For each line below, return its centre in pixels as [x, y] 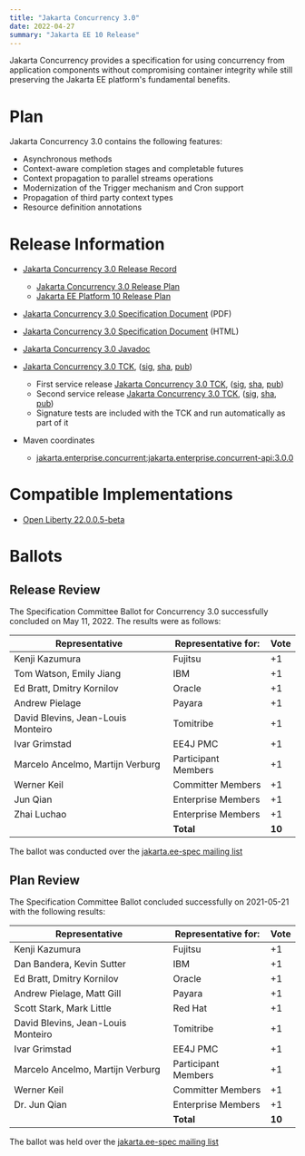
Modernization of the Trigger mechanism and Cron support [133, 188]
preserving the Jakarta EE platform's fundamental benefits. [120, 80]
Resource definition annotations [82, 207]
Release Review [55, 589]
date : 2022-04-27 [42, 26]
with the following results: [58, 911]
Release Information [87, 244]
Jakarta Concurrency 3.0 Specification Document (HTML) [131, 331]
